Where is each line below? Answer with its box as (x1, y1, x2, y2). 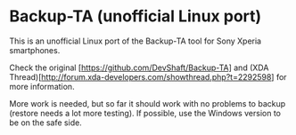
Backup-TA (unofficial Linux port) (9, 6, 262, 27)
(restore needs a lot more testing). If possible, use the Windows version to (9, 107, 282, 118)
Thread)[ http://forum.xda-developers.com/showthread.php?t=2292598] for (9, 71, 287, 82)
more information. (9, 81, 75, 91)
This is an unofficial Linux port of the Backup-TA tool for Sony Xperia (9, 36, 261, 46)
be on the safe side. (9, 117, 82, 128)
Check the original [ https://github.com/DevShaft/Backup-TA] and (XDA (9, 62, 269, 73)
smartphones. (9, 44, 61, 55)
